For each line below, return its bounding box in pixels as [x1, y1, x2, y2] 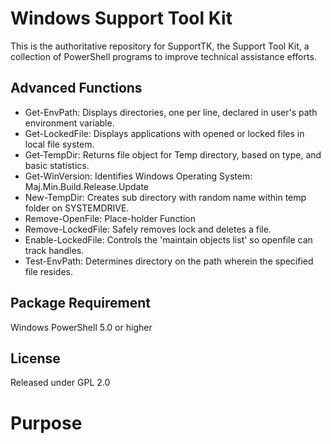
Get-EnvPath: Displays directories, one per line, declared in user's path [24, 106, 318, 118]
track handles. [24, 244, 85, 256]
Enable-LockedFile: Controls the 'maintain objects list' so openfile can [24, 233, 313, 246]
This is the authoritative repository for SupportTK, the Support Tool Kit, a [10, 40, 310, 52]
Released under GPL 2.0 [10, 377, 111, 389]
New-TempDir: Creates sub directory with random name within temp [24, 191, 307, 203]
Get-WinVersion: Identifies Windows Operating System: [24, 170, 253, 182]
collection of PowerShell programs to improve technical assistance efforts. [10, 50, 317, 62]
